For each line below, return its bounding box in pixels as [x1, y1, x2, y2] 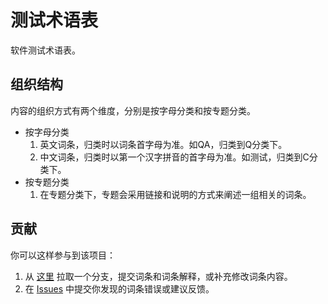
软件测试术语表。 [10, 44, 81, 56]
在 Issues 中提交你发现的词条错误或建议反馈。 [24, 282, 215, 295]
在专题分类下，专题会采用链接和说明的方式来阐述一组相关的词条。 [39, 188, 312, 200]
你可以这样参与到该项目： [10, 249, 116, 261]
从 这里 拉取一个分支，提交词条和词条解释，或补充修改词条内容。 [24, 270, 293, 282]
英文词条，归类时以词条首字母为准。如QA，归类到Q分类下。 [39, 138, 288, 150]
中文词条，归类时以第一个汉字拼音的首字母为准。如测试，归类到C [39, 151, 310, 163]
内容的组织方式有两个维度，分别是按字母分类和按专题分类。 [10, 104, 256, 116]
